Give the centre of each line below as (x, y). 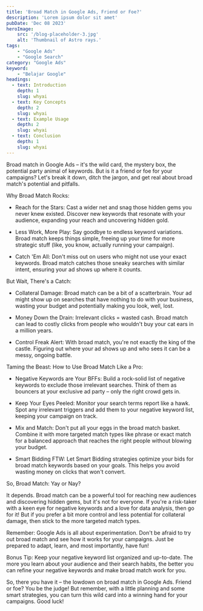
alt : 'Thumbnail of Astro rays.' (59, 40)
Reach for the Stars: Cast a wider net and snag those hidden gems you (103, 207)
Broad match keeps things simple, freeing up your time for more (95, 238)
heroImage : (20, 29)
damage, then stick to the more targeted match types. (74, 521)
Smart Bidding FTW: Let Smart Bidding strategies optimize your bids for (104, 459)
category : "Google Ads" (36, 62)
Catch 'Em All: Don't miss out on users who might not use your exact (101, 256)
